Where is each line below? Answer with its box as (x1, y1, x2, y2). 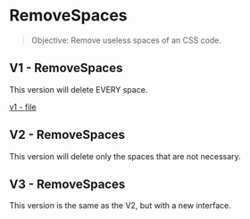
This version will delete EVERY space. (9, 84, 148, 94)
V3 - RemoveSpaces (9, 176, 126, 191)
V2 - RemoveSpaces (9, 127, 126, 142)
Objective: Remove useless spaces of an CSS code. (30, 35, 221, 45)
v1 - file (9, 101, 37, 112)
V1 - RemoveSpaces (9, 61, 123, 76)
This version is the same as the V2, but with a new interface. (9, 200, 232, 211)
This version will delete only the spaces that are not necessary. (9, 150, 241, 161)
